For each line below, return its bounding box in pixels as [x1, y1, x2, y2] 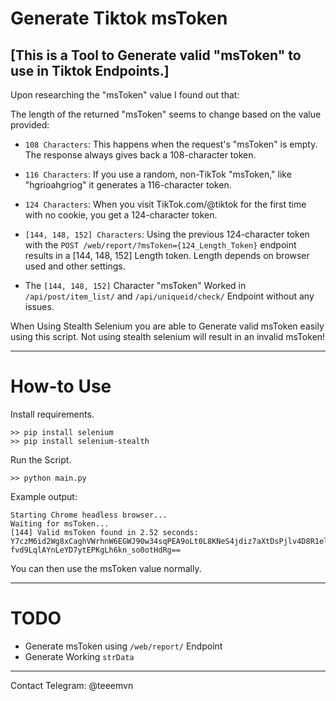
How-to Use [10, 375, 112, 398]
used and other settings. [24, 260, 126, 272]
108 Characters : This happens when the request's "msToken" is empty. [24, 138, 318, 150]
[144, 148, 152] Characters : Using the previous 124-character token [24, 228, 310, 240]
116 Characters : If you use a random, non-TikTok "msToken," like [24, 168, 292, 180]
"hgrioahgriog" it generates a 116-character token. [24, 179, 232, 191]
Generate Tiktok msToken [10, 7, 228, 30]
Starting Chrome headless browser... [10, 510, 168, 520]
